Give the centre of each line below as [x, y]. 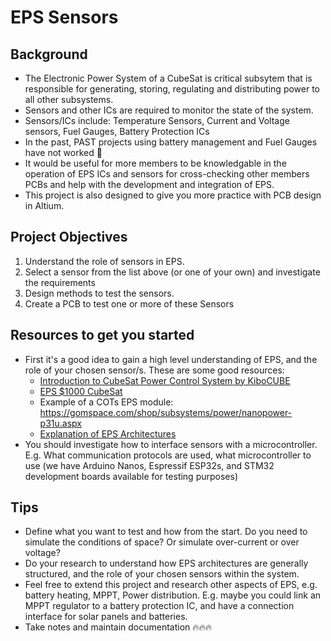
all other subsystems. [69, 99]
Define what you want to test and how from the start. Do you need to [166, 532]
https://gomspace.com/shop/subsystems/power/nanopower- [166, 412]
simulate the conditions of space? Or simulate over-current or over [162, 542]
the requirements [60, 282]
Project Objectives [69, 237]
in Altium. [44, 205]
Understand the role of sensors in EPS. [104, 261]
